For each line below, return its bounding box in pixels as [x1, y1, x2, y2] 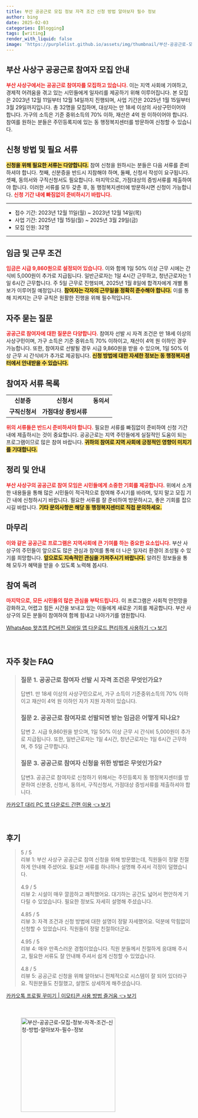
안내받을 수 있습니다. [21, 360, 69, 367]
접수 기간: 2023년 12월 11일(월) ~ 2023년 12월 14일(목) [14, 209, 142, 216]
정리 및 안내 [6, 465, 46, 475]
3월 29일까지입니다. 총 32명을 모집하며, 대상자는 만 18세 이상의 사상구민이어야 [6, 104, 186, 111]
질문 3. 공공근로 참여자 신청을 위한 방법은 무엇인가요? [20, 759, 162, 767]
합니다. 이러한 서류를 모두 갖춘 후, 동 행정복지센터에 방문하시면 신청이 [12, 183, 171, 190]
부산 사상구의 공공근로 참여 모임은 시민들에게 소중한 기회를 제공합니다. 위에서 [6, 482, 181, 489]
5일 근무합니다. [34, 743, 70, 750]
